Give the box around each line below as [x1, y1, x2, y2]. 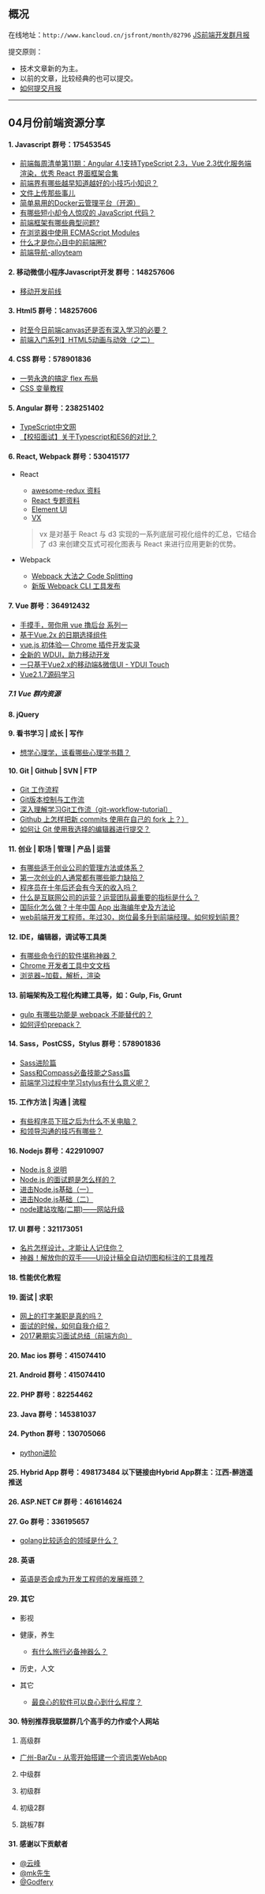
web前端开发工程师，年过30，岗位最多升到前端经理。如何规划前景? [19, 913, 240, 922]
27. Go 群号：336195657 [8, 1517, 90, 1526]
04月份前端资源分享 [8, 116, 106, 130]
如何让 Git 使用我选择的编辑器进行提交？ [19, 825, 151, 834]
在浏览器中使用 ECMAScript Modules [19, 228, 140, 237]
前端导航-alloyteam [19, 248, 83, 257]
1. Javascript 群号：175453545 [8, 139, 111, 149]
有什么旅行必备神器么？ [31, 1646, 108, 1656]
